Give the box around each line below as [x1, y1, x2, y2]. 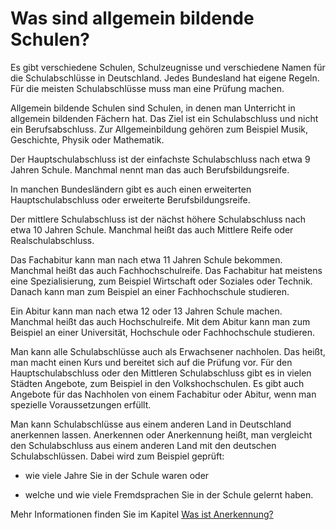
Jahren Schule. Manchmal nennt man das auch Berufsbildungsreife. [10, 163, 290, 176]
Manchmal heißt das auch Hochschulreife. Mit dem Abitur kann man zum [10, 315, 311, 327]
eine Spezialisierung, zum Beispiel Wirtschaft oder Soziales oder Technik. [10, 275, 313, 287]
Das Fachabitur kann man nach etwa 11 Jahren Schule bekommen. [10, 253, 283, 266]
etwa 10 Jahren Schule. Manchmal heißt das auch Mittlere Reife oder [10, 223, 294, 236]
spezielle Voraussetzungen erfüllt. [10, 398, 152, 411]
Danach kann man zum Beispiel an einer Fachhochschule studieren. [10, 285, 290, 297]
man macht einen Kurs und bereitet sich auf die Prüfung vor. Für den [10, 356, 293, 368]
